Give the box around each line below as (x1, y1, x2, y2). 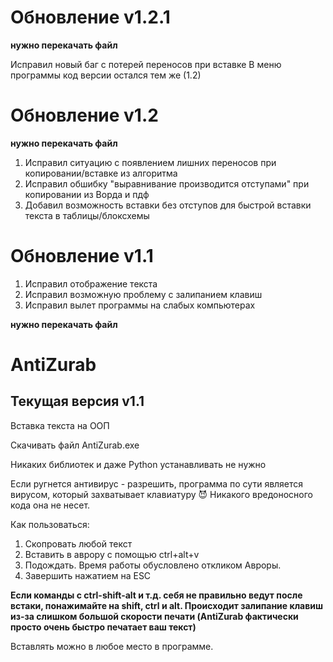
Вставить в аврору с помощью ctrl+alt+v (24, 548, 200, 560)
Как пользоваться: (10, 518, 90, 530)
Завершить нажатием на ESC (24, 569, 152, 581)
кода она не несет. (10, 499, 91, 511)
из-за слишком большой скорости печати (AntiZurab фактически (10, 610, 299, 622)
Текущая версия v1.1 (10, 393, 145, 410)
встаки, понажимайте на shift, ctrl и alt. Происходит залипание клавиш (10, 599, 324, 611)
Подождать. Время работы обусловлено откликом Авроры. (24, 559, 282, 571)
